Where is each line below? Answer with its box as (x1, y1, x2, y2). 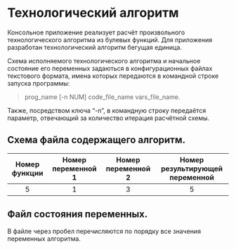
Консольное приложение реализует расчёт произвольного (7, 28, 185, 37)
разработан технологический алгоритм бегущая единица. (7, 43, 183, 51)
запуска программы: (7, 79, 70, 87)
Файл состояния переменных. (7, 209, 148, 221)
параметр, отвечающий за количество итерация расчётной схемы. (7, 114, 210, 122)
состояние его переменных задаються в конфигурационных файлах (7, 64, 213, 72)
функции (11, 168, 44, 178)
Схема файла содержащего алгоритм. (7, 134, 186, 146)
